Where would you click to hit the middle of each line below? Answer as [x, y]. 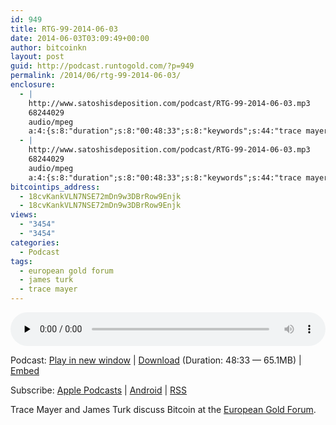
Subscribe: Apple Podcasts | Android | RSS [99, 390]
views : [24, 215]
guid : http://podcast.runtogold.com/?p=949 [102, 66]
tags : [21, 261]
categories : [35, 242]
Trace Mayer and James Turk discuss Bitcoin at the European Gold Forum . [163, 409]
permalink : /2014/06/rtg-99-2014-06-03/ [96, 76]
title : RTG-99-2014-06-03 [64, 29]
